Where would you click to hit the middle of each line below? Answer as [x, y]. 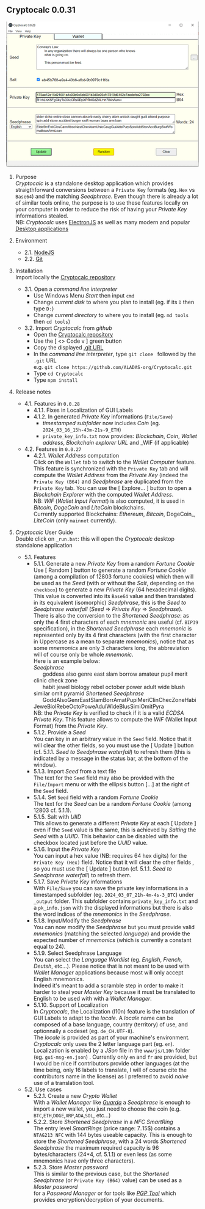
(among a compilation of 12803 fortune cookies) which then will [113, 577]
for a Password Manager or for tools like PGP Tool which [105, 1193]
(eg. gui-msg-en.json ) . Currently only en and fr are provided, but [115, 1057]
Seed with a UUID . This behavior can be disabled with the [106, 836]
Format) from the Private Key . [70, 726]
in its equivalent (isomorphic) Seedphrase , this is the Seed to [110, 603]
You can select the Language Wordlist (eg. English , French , [108, 960]
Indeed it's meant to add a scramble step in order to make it [108, 985]
